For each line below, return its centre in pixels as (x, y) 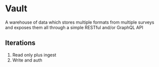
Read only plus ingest (34, 55)
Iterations (20, 43)
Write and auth (27, 60)
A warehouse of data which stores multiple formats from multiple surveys (80, 22)
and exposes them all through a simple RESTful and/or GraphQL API (74, 27)
